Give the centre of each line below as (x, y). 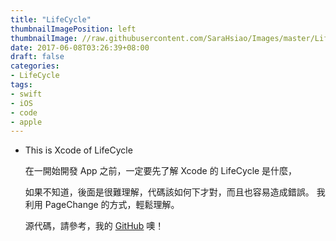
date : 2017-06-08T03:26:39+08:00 (80, 47)
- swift (26, 94)
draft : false (37, 57)
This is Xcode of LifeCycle (78, 150)
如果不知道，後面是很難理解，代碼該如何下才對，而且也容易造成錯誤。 (169, 192)
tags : (21, 85)
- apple (26, 122)
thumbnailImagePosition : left (73, 29)
